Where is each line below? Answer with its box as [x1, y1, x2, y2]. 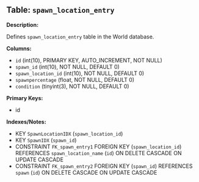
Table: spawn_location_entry [6, 5, 115, 15]
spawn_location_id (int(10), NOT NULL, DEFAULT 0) [15, 70, 145, 77]
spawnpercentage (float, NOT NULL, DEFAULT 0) [15, 76, 135, 83]
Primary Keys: [6, 94, 43, 101]
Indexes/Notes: [6, 118, 47, 125]
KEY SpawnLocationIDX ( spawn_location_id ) [15, 129, 123, 137]
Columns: [6, 45, 32, 52]
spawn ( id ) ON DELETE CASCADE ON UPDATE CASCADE [15, 169, 157, 176]
